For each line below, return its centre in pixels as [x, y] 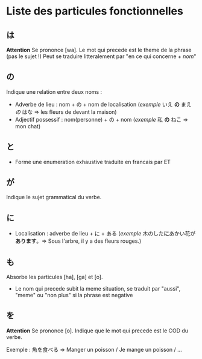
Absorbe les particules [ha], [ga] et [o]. [55, 277]
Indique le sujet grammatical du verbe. [54, 197]
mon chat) [28, 126]
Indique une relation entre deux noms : [54, 91]
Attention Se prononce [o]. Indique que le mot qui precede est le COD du [97, 331]
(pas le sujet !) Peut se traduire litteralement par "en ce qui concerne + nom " [101, 56]
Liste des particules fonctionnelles [95, 11]
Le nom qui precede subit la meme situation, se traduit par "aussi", [98, 289]
